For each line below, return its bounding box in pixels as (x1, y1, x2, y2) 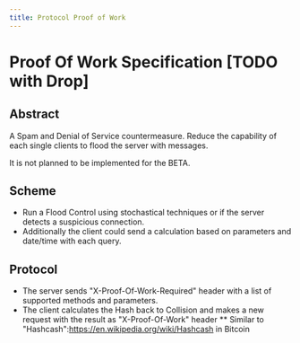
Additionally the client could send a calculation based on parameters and (21, 226, 292, 237)
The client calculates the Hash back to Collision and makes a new (21, 304, 264, 315)
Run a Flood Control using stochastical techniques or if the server (21, 207, 265, 218)
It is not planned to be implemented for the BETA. (9, 157, 191, 168)
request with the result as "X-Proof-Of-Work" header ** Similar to (21, 314, 264, 325)
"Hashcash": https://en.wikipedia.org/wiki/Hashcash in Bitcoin (21, 324, 251, 335)
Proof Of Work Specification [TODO (9, 51, 279, 72)
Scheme (9, 183, 56, 198)
